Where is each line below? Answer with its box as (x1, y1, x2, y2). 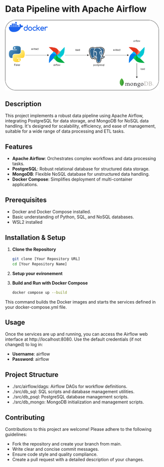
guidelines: (5, 431, 27, 437)
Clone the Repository (12, 246, 56, 252)
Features (5, 142, 33, 151)
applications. (12, 182, 38, 187)
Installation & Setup (5, 233, 66, 242)
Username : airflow (12, 351, 50, 357)
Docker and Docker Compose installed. (12, 209, 91, 215)
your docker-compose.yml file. (5, 304, 67, 310)
